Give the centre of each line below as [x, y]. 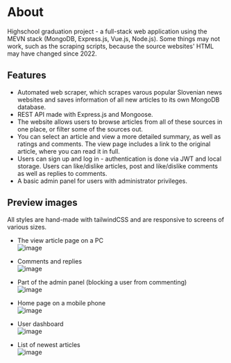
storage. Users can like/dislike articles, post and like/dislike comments [118, 166]
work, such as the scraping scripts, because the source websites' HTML [111, 46]
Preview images [42, 203]
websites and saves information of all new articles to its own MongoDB [118, 99]
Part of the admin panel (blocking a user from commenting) [102, 282]
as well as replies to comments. [62, 173]
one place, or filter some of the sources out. [80, 129]
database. [32, 107]
